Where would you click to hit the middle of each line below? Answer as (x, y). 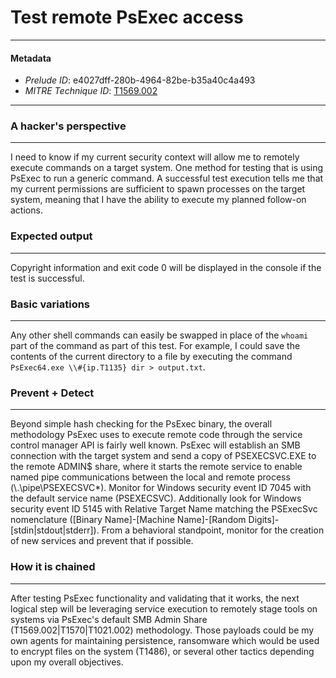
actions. (26, 210)
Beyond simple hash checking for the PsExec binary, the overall (141, 424)
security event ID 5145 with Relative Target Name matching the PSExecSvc (164, 509)
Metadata (31, 58)
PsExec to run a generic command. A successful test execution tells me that (167, 178)
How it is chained (53, 567)
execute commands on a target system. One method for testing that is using (167, 168)
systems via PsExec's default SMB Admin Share (109, 619)
